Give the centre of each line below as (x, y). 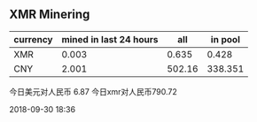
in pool (226, 39)
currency (33, 39)
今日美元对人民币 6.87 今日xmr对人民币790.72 (93, 91)
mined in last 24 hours (110, 39)
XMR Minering (50, 15)
